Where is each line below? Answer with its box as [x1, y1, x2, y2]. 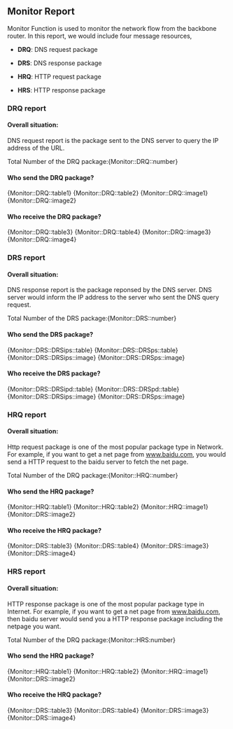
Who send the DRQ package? [7, 173, 94, 181]
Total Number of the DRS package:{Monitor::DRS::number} [7, 314, 177, 323]
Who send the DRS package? [7, 331, 94, 339]
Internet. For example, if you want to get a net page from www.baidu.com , [7, 607, 220, 616]
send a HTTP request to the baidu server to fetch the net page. [7, 458, 189, 466]
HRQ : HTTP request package [17, 72, 101, 81]
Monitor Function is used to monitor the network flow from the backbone [7, 24, 217, 32]
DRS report [7, 253, 45, 263]
